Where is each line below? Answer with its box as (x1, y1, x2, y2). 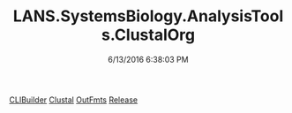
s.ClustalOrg (101, 25, 196, 45)
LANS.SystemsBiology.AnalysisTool (12, 6, 284, 26)
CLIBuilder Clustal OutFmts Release (9, 94, 139, 105)
